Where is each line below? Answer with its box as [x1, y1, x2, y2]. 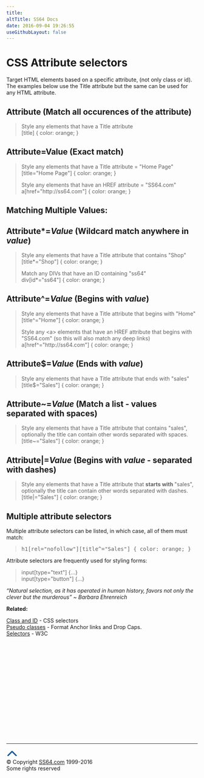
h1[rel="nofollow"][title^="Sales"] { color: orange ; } [21, 546, 191, 553]
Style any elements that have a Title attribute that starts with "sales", [21, 481, 194, 488]
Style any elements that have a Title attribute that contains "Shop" [21, 252, 186, 259]
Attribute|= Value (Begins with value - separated [6, 455, 192, 465]
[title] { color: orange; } [21, 129, 79, 136]
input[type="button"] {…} [21, 575, 85, 583]
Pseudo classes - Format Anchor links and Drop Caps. [6, 624, 142, 631]
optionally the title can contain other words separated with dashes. [21, 487, 188, 495]
